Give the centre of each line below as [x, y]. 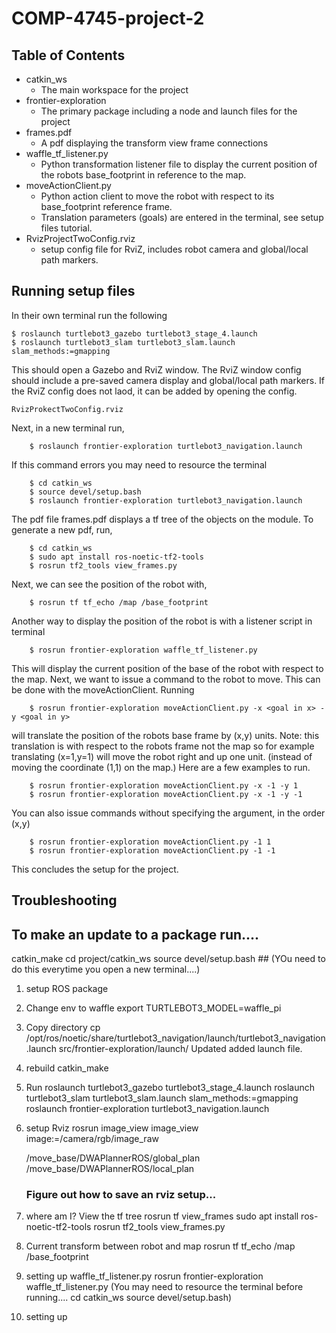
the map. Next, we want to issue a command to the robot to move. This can [166, 679]
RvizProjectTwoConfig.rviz [80, 238]
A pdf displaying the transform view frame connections [154, 143]
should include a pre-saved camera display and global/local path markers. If [168, 380]
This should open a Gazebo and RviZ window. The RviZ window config [156, 369]
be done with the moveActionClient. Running [103, 689]
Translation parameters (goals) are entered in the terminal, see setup [182, 217]
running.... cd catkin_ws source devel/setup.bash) [129, 1298]
